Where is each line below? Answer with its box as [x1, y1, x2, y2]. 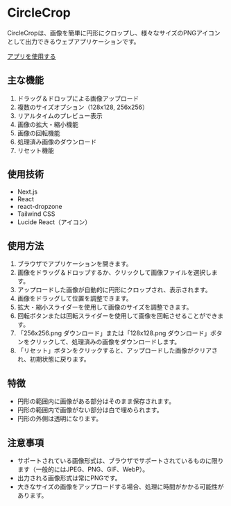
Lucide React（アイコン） [17, 217, 92, 226]
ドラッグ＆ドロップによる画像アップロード [17, 94, 139, 102]
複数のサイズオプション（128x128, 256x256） [17, 103, 149, 111]
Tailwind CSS [17, 210, 55, 218]
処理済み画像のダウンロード [17, 137, 97, 146]
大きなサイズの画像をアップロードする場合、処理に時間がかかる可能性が [17, 482, 224, 491]
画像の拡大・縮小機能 [17, 120, 78, 128]
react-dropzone [17, 202, 62, 210]
